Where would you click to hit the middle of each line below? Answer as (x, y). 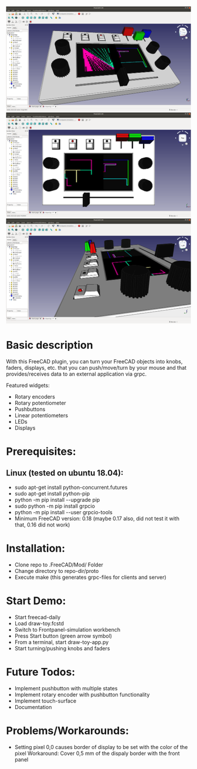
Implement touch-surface (45, 701)
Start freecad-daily (37, 617)
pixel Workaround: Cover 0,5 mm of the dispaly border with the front (97, 753)
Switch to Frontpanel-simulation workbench (67, 629)
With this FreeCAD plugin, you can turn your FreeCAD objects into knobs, (94, 361)
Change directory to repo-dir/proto (57, 571)
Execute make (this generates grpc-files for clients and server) (90, 577)
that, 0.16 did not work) (42, 525)
